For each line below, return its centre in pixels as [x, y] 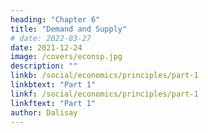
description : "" [44, 66]
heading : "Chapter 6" [55, 19]
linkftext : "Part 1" [53, 103]
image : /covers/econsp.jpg [66, 57]
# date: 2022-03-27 [51, 38]
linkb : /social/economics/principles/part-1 [104, 76]
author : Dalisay [44, 112]
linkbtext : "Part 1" [53, 85]
